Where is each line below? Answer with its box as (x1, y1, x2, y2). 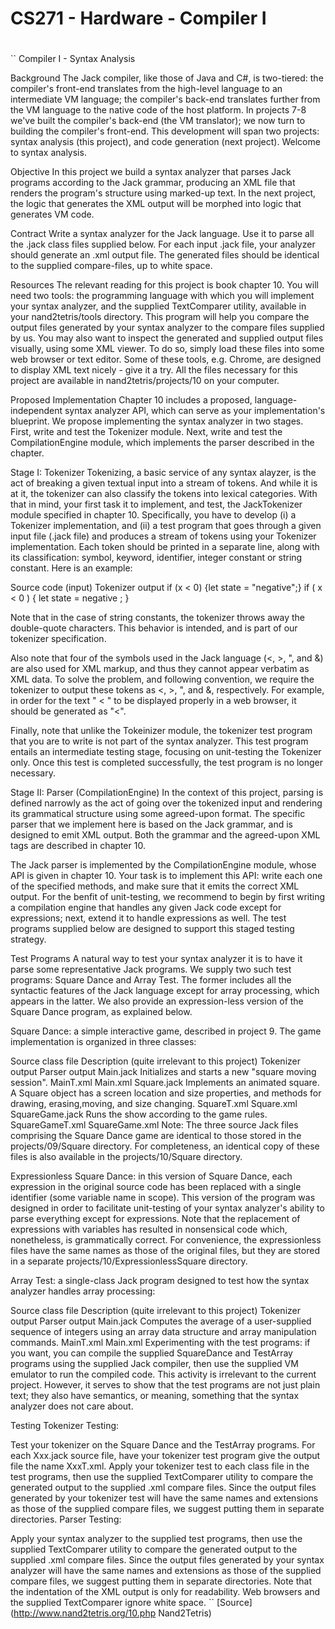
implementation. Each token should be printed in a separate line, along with (10, 541, 320, 553)
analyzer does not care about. (10, 1400, 134, 1412)
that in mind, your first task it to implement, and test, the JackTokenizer (10, 498, 303, 511)
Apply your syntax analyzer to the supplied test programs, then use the (10, 1533, 303, 1545)
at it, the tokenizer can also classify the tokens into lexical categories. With (10, 488, 318, 500)
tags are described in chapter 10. (10, 840, 146, 852)
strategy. (10, 933, 47, 946)
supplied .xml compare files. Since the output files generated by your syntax (10, 1554, 325, 1566)
